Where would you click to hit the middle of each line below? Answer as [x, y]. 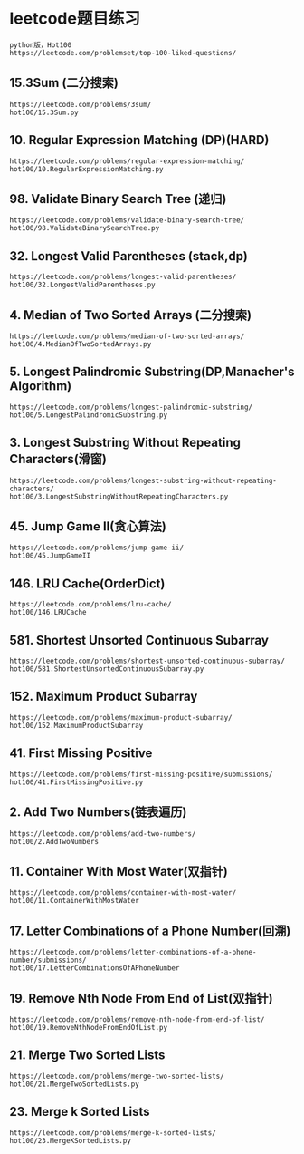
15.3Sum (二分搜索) [64, 83]
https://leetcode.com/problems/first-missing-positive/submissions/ [141, 774]
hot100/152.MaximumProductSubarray [76, 725]
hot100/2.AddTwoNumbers [54, 841]
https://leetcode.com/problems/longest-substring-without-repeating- [143, 480]
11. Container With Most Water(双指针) [119, 871]
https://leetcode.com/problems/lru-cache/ [90, 605]
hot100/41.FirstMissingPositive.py [76, 782]
